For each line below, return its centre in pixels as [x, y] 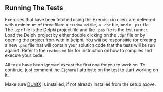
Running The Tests [34, 8]
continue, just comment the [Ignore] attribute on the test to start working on [81, 70]
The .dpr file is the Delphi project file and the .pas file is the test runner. [77, 30]
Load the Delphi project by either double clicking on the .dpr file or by [75, 35]
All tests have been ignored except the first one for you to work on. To [75, 65]
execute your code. [24, 55]
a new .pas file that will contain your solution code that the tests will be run [80, 45]
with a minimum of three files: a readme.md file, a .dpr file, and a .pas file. [78, 25]
